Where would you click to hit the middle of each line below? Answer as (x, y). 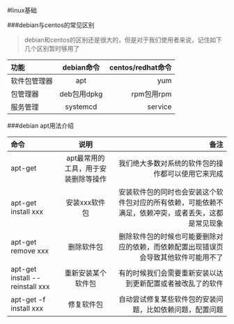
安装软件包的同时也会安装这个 (167, 192)
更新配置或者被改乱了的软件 (178, 283)
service (159, 107)
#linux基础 (22, 10)
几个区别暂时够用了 (52, 48)
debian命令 (81, 67)
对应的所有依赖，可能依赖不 (178, 202)
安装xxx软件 (86, 202)
